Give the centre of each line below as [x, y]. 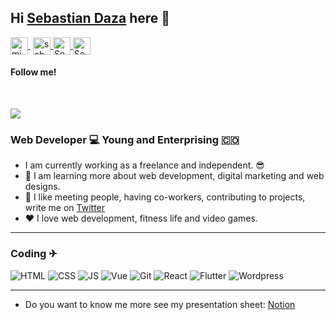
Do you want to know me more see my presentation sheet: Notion [160, 304]
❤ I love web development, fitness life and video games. [141, 218]
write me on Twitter [65, 208]
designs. [42, 187]
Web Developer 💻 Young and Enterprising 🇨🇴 [125, 139]
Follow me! [33, 72]
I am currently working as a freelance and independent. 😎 [144, 165]
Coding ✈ [34, 254]
